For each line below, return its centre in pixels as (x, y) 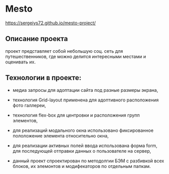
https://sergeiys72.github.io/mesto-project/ (50, 23)
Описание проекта (37, 39)
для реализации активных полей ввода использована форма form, (85, 146)
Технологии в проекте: (43, 78)
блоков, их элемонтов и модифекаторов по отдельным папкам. (82, 166)
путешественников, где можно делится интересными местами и (76, 56)
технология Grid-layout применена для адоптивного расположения (86, 100)
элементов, (25, 120)
